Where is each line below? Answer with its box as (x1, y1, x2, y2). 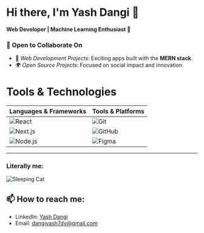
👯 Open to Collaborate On (6, 41, 83, 49)
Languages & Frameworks (9, 107, 87, 116)
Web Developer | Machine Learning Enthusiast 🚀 (6, 26, 131, 33)
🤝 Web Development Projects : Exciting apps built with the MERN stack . (15, 55, 193, 62)
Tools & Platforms (92, 107, 144, 116)
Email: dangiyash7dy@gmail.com (15, 220, 98, 227)
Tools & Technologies (6, 85, 117, 99)
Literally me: (6, 162, 44, 170)
